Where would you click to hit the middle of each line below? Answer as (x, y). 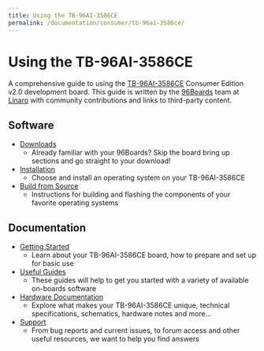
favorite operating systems (75, 203)
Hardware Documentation (61, 297)
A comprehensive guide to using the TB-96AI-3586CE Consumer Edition (126, 84)
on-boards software (64, 289)
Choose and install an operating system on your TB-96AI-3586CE (138, 177)
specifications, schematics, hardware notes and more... (121, 314)
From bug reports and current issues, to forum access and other (136, 330)
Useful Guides (43, 272)
